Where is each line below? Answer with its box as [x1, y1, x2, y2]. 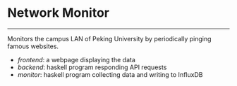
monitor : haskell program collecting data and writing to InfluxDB [17, 70, 203, 78]
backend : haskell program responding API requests [17, 63, 167, 71]
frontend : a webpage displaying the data [17, 55, 136, 64]
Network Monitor [7, 5, 109, 21]
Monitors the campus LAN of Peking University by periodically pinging [7, 34, 212, 43]
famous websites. [7, 42, 59, 50]
